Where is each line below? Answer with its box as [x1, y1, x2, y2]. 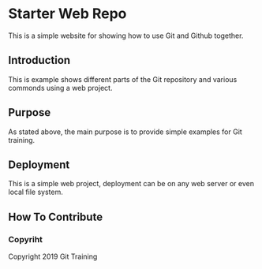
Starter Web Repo [8, 5, 127, 23]
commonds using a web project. [8, 83, 113, 92]
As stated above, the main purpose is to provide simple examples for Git [8, 127, 242, 136]
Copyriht [8, 234, 43, 245]
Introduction [8, 54, 71, 67]
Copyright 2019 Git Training [8, 252, 98, 261]
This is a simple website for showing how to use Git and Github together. [8, 31, 244, 40]
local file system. [8, 187, 63, 197]
